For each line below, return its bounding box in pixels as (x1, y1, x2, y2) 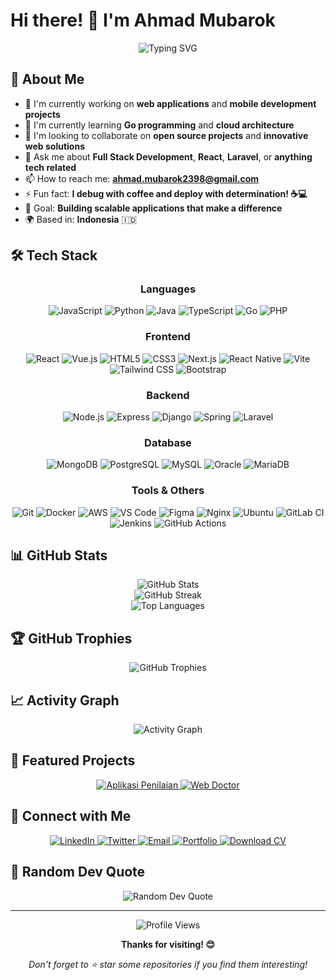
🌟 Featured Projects (10, 752, 136, 769)
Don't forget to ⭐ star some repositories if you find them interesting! (28, 958, 308, 970)
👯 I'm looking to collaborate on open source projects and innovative (24, 129, 309, 141)
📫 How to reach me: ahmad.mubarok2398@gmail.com (24, 172, 260, 184)
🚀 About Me (10, 71, 85, 88)
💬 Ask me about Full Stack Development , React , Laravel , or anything (24, 150, 313, 163)
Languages (139, 282, 197, 296)
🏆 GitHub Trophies (10, 630, 133, 647)
